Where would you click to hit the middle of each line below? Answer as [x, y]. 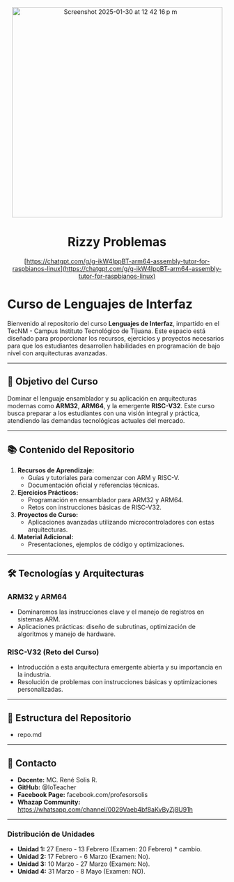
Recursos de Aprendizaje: [56, 470]
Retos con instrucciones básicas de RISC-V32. [94, 507]
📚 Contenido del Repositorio [71, 450]
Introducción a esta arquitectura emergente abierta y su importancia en [120, 667]
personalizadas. [40, 690]
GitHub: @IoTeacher [47, 787]
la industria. [34, 674]
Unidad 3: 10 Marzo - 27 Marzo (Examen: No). [84, 864]
